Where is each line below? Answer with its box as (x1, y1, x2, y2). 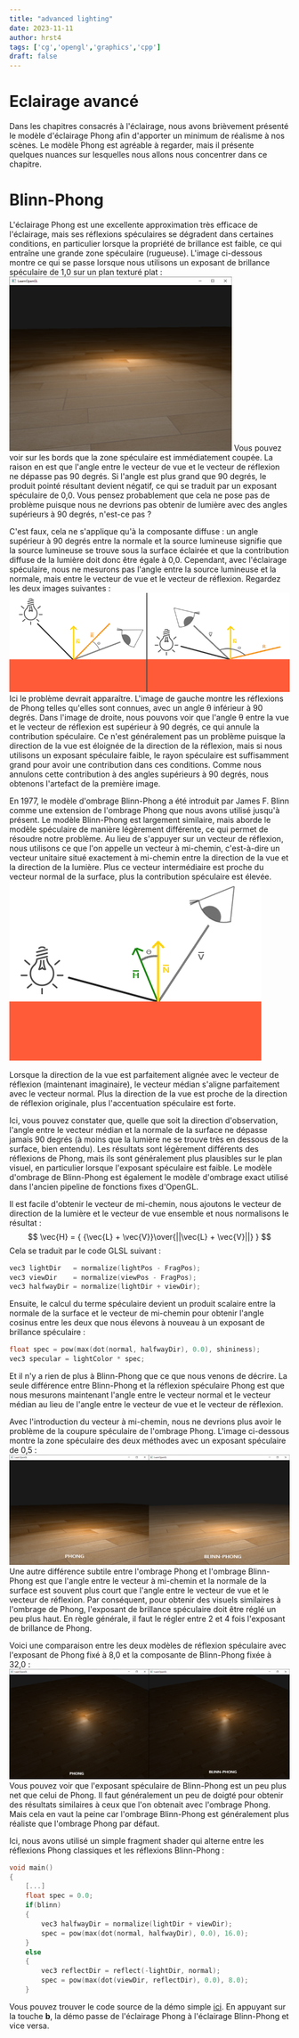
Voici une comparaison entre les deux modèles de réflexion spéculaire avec (9, 1640, 287, 1651)
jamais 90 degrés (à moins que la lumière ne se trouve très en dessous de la (9, 1134, 289, 1145)
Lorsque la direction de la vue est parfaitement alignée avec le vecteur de (9, 1069, 279, 1080)
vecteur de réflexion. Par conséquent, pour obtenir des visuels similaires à (9, 1594, 282, 1605)
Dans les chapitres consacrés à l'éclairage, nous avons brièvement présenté (9, 121, 289, 132)
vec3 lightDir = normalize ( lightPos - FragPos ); (9, 1263, 201, 1273)
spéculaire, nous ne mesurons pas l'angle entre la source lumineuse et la (9, 564, 277, 575)
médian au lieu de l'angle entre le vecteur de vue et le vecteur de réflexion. (9, 1399, 284, 1410)
